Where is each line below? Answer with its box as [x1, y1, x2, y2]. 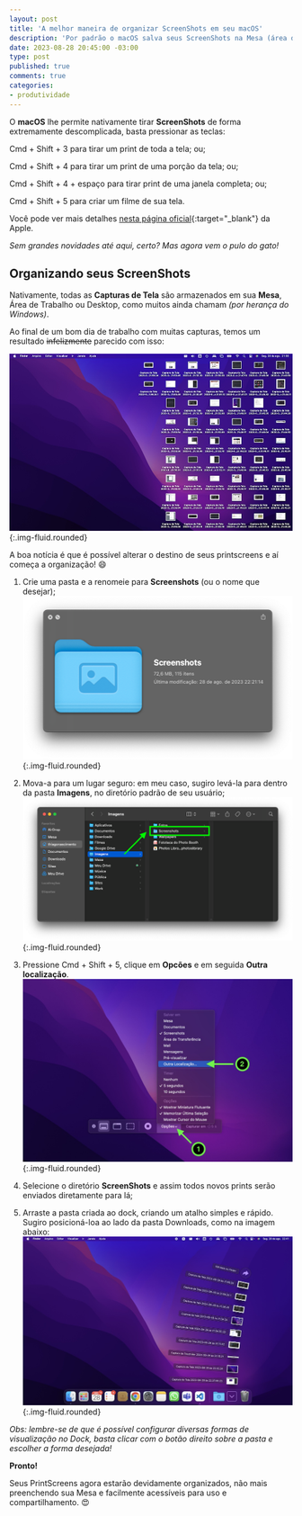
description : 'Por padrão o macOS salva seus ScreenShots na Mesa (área [9, 33, 288, 42]
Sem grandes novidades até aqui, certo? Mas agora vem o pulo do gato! [9, 239, 280, 251]
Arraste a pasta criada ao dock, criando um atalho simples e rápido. [22, 1207, 274, 1218]
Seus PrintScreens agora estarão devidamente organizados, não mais [9, 1477, 268, 1488]
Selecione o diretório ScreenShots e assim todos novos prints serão [22, 1180, 276, 1191]
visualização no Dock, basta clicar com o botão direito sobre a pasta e [9, 1433, 273, 1444]
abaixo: [22, 1226, 50, 1237]
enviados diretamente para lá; [22, 1189, 133, 1200]
